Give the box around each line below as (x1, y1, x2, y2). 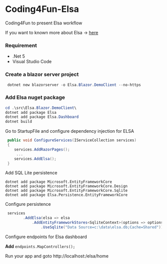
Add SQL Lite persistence (5, 170, 58, 176)
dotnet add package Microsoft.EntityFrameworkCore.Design (5, 184, 128, 189)
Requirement (5, 42, 37, 49)
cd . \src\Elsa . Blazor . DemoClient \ (5, 105, 77, 110)
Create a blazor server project (5, 71, 79, 78)
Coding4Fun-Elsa (5, 3, 80, 15)
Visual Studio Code (12, 59, 52, 65)
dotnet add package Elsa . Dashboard (5, 114, 79, 120)
